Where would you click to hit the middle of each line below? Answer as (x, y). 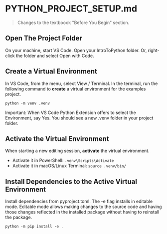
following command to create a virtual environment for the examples (76, 88)
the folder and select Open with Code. (55, 55)
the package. (19, 217)
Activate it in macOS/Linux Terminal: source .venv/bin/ (69, 166)
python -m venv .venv (28, 103)
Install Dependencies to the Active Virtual (71, 181)
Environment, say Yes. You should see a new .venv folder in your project (79, 117)
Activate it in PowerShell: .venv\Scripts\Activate (63, 160)
